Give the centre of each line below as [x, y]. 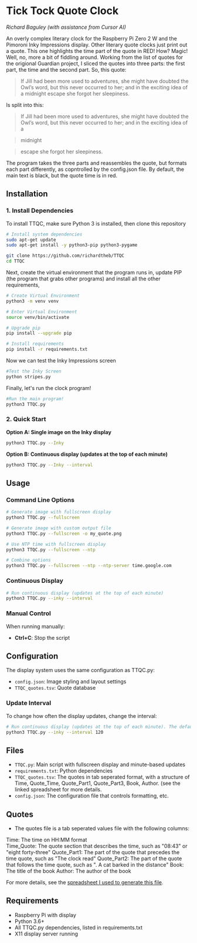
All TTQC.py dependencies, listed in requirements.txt [78, 927]
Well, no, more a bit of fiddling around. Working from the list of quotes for [95, 57]
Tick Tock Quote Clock [62, 11]
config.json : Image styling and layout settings [70, 682]
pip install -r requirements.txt [47, 350]
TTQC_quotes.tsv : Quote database [55, 688]
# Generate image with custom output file [59, 528]
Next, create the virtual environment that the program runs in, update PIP [94, 272]
